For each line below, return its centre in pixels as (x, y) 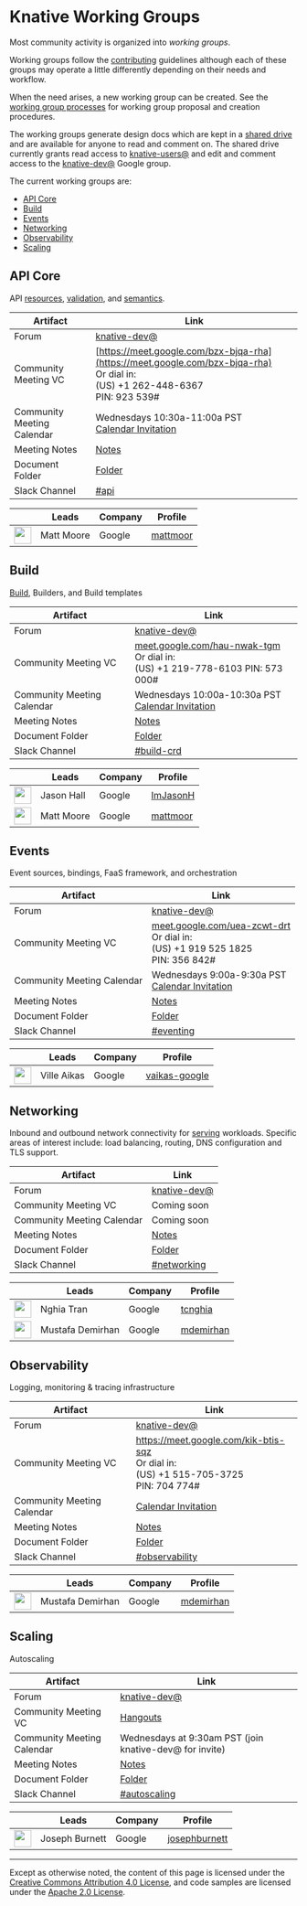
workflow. (28, 79)
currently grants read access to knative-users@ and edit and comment (143, 154)
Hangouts (141, 1717)
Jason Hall (63, 795)
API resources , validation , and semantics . (87, 298)
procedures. (32, 116)
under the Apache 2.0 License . (68, 1891)
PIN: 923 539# (127, 397)
